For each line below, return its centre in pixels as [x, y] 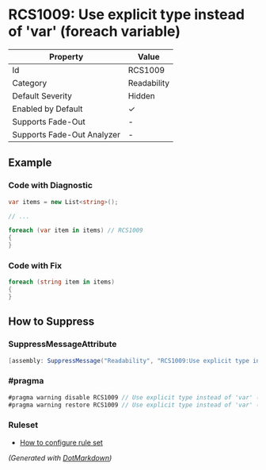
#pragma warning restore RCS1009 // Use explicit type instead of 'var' [131, 405]
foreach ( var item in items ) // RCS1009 [76, 231]
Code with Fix [35, 265]
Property [66, 56]
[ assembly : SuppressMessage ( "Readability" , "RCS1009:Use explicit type [129, 360]
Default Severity [42, 95]
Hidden [142, 95]
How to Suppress [51, 322]
